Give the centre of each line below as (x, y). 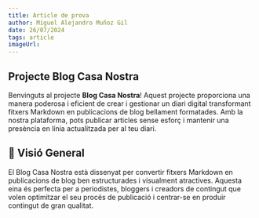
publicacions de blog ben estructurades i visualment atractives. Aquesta (125, 180)
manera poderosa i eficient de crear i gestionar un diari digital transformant (129, 104)
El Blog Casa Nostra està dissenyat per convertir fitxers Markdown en (120, 172)
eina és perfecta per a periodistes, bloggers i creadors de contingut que (125, 188)
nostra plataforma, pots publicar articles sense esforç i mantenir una (119, 120)
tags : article (31, 37)
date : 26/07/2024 (36, 30)
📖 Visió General (46, 153)
